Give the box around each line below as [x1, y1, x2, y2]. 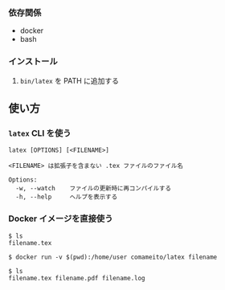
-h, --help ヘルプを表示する [15, 193, 118, 202]
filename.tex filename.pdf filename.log [8, 274, 146, 282]
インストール [8, 56, 58, 67]
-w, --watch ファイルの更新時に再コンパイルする [15, 185, 171, 193]
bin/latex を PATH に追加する [19, 76, 119, 85]
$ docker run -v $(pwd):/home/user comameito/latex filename [8, 253, 218, 261]
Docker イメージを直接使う [8, 213, 113, 224]
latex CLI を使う [8, 127, 72, 138]
